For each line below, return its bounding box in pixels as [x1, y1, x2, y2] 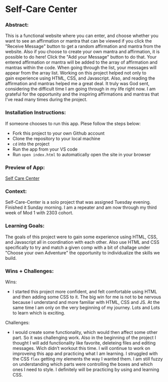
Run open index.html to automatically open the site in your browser [12, 151, 151, 157]
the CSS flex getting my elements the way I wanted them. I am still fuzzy [12, 355, 163, 361]
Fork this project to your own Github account [12, 130, 105, 136]
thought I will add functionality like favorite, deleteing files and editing [12, 339, 156, 346]
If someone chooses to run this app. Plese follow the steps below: [5, 120, 141, 126]
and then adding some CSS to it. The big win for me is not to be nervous [12, 294, 161, 300]
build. [5, 255, 17, 261]
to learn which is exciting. [12, 309, 65, 316]
